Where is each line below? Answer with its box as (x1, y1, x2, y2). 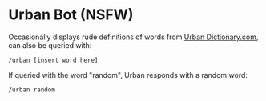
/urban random (8, 86, 56, 94)
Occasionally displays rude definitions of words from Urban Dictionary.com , (8, 32, 259, 42)
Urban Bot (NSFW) (8, 6, 134, 24)
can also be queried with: (8, 40, 92, 50)
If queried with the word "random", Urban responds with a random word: (8, 70, 248, 79)
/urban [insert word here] (8, 56, 99, 64)
